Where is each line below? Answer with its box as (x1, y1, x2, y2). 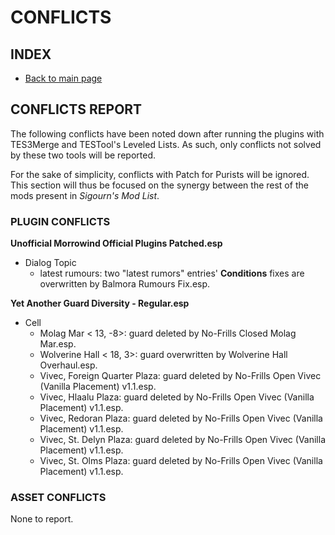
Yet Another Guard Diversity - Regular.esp (10, 297, 190, 310)
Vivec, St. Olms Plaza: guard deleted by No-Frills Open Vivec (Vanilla (39, 455, 323, 467)
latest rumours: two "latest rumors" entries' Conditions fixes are (39, 267, 305, 280)
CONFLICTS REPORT (10, 101, 143, 118)
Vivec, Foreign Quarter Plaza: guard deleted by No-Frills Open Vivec (39, 370, 322, 382)
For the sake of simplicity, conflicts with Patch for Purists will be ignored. (10, 168, 310, 180)
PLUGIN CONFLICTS (10, 214, 111, 228)
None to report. (10, 513, 74, 525)
